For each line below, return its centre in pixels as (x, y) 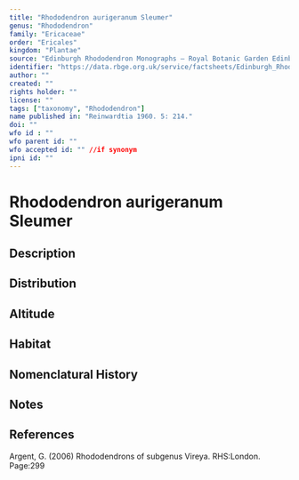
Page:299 (27, 465)
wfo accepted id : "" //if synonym (73, 149)
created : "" (31, 84)
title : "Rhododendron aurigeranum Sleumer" (91, 17)
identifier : (31, 68)
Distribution (43, 284)
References (42, 435)
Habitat (30, 344)
